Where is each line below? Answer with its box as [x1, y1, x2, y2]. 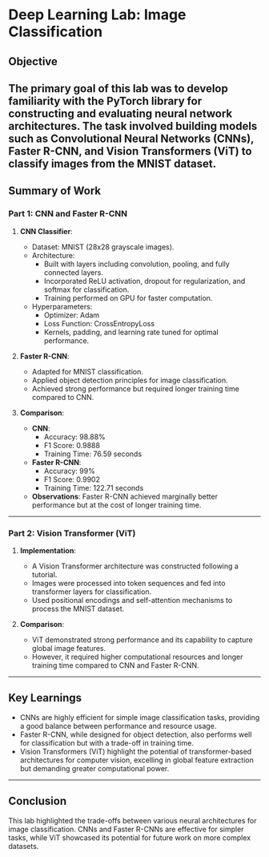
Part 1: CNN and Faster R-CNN [8, 208, 128, 220]
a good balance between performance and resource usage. [19, 721, 217, 730]
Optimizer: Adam [43, 310, 100, 320]
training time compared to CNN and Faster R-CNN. [31, 660, 199, 670]
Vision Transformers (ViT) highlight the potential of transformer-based [19, 746, 252, 756]
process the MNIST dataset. [31, 604, 125, 613]
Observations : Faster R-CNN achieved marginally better [31, 491, 219, 501]
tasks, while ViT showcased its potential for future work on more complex [8, 832, 251, 843]
